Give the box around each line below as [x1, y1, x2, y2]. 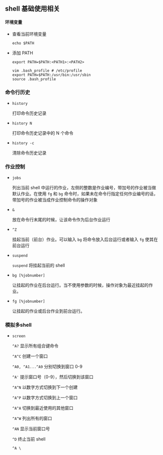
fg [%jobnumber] [12, 299, 45, 304]
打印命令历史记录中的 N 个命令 [12, 130, 74, 136]
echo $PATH [12, 40, 35, 45]
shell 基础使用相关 [5, 4, 60, 13]
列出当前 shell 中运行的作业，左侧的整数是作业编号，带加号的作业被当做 [12, 185, 157, 191]
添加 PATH [12, 50, 33, 56]
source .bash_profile [12, 77, 56, 81]
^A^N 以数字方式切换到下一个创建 [12, 384, 78, 390]
